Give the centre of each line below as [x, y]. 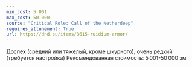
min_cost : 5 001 [27, 12]
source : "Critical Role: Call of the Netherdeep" [70, 23]
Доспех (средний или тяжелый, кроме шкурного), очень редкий [89, 51]
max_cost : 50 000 [28, 18]
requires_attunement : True [40, 29]
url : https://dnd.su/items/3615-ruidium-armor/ [67, 34]
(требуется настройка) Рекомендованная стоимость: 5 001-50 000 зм [96, 58]
